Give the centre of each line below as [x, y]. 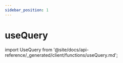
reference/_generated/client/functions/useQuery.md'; [61, 55]
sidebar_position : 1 [27, 10]
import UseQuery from [28, 50]
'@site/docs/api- [71, 50]
